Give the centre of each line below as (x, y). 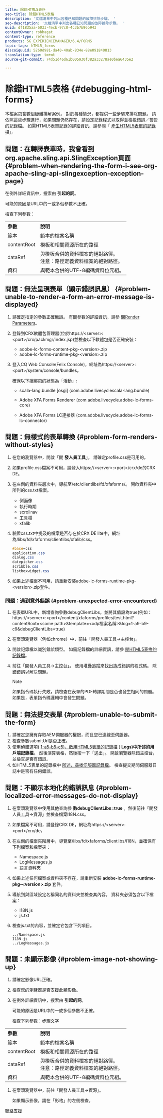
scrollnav (28, 512)
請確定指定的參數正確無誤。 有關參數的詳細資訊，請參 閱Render (76, 317)
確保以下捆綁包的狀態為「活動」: (45, 381)
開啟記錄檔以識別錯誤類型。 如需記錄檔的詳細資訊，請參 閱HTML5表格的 (84, 649)
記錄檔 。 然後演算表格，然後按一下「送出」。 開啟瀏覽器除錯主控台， (89, 753)
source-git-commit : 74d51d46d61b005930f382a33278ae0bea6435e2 (69, 59)
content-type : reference (30, 37)
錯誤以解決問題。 (33, 672)
